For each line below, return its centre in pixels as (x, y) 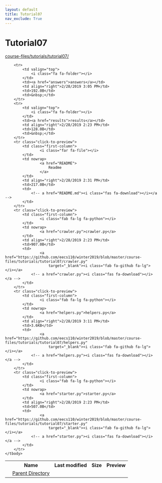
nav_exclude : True (24, 19)
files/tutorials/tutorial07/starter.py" (47, 424)
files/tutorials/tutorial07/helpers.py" (47, 343)
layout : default (21, 10)
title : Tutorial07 (24, 14)
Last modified (71, 465)
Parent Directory (31, 473)
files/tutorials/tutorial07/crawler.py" (47, 262)
